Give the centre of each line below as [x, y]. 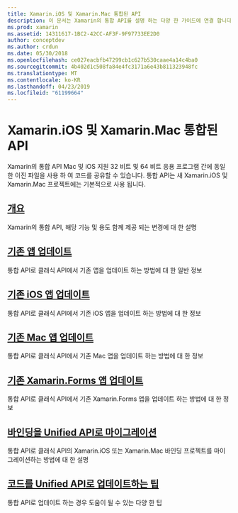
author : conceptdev [36, 40]
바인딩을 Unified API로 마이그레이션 [82, 432]
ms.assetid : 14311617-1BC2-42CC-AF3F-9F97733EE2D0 [84, 34]
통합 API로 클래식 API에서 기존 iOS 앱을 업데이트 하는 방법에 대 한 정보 [104, 313]
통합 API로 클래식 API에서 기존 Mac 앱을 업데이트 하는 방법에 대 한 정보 [106, 356]
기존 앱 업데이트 [40, 252]
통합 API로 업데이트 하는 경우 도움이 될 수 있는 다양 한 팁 [85, 502]
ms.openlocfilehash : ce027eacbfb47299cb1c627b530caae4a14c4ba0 [103, 60]
